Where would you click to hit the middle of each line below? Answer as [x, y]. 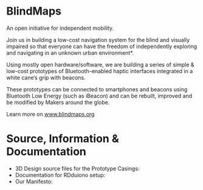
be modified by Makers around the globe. [58, 102]
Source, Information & [63, 139]
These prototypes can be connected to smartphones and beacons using [97, 89]
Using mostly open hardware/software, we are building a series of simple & [100, 65]
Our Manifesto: [34, 181]
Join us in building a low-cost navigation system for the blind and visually [98, 40]
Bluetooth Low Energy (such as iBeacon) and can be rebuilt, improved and [99, 96]
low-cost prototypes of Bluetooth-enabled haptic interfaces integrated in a [100, 71]
